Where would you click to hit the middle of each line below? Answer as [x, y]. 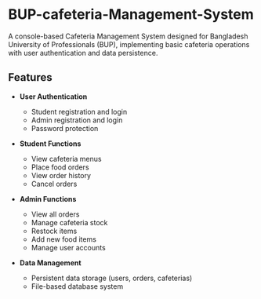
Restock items [54, 231]
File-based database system [77, 286]
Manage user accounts [68, 247]
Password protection [65, 128]
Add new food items [63, 239]
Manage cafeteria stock [69, 222]
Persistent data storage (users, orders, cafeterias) [112, 278]
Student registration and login [79, 111]
